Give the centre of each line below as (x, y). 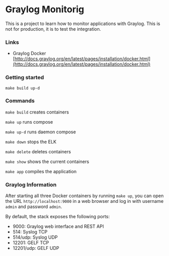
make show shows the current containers (47, 161)
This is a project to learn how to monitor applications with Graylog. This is (83, 24)
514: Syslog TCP (30, 232)
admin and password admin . (34, 207)
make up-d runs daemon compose (41, 132)
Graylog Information (31, 184)
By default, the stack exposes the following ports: (58, 217)
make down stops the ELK (31, 142)
